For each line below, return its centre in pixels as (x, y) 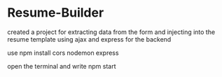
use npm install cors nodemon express (63, 53)
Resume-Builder (56, 13)
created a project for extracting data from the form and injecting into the (111, 32)
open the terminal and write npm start (62, 66)
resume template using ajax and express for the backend (89, 39)
